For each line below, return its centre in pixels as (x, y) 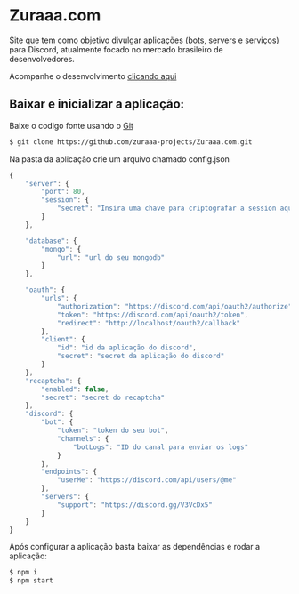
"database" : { (51, 241)
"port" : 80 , (64, 192)
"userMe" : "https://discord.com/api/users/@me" (147, 480)
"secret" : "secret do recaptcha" (103, 397)
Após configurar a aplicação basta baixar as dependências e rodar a (135, 547)
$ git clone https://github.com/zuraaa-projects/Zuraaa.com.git (131, 142)
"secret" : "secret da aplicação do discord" (141, 357)
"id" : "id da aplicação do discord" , (127, 348)
